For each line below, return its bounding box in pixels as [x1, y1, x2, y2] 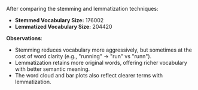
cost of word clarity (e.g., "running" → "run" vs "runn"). [14, 53, 152, 59]
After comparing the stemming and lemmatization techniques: [6, 5, 159, 12]
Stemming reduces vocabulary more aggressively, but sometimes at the [14, 46, 193, 53]
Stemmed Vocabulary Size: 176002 [14, 17, 104, 23]
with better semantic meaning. [14, 65, 90, 73]
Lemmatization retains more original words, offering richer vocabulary [14, 59, 187, 66]
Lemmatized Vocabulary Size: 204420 [14, 23, 112, 30]
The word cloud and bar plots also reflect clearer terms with [14, 72, 163, 79]
